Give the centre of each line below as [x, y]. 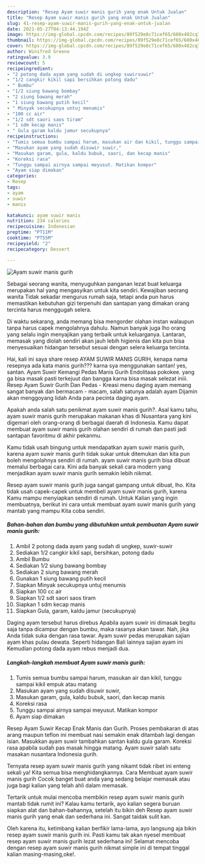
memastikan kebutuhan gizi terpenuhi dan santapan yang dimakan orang [98, 303]
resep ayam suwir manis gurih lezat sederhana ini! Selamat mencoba [93, 841]
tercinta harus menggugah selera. [49, 309]
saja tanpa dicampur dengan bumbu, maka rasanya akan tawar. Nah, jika [98, 629]
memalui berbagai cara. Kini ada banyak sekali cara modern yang [89, 467]
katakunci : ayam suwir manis [44, 215]
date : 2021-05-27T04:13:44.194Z [48, 29]
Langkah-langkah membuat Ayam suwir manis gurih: [76, 663]
